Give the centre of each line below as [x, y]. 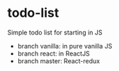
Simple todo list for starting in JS [55, 32]
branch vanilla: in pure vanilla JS [65, 46]
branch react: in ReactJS [53, 53]
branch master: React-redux [59, 60]
